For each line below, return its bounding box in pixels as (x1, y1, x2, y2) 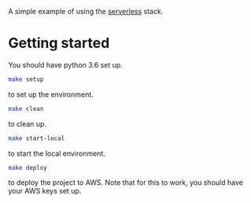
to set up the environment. (8, 90, 94, 99)
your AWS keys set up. (8, 186, 82, 196)
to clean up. (8, 119, 47, 128)
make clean (8, 105, 44, 113)
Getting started (8, 35, 110, 52)
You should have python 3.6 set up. (8, 60, 124, 69)
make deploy (8, 164, 47, 172)
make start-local (8, 134, 65, 142)
